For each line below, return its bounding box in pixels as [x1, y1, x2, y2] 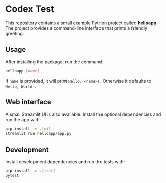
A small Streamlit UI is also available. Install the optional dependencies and [5, 111, 161, 117]
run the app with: [5, 117, 41, 123]
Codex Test [5, 3, 54, 15]
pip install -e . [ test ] [5, 168, 56, 173]
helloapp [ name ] [5, 68, 40, 74]
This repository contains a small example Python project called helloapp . [5, 20, 158, 26]
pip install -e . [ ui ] [5, 126, 51, 132]
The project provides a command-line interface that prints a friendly [5, 25, 147, 31]
